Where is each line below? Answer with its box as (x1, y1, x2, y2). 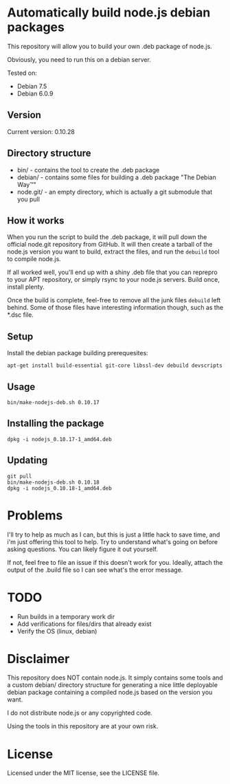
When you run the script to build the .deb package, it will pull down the (7, 233, 207, 241)
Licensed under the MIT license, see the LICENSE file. (7, 769, 160, 777)
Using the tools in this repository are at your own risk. (7, 722, 159, 730)
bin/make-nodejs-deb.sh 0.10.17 (7, 399, 100, 406)
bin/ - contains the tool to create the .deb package (16, 166, 160, 174)
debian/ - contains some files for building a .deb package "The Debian (16, 173, 216, 181)
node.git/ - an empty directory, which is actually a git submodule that (16, 188, 213, 196)
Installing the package (7, 418, 104, 429)
